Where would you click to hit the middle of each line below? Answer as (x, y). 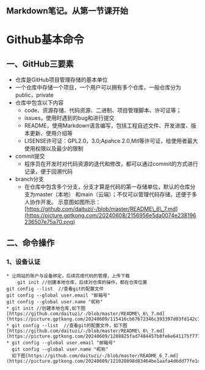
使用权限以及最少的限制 (54, 149)
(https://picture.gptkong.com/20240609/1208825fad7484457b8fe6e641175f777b (105, 336)
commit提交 (30, 156)
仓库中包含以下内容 (39, 103)
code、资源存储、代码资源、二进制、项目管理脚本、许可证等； (103, 110)
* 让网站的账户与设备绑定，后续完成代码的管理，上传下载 (68, 276)
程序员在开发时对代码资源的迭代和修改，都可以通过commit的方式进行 (111, 164)
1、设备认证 (23, 262)
